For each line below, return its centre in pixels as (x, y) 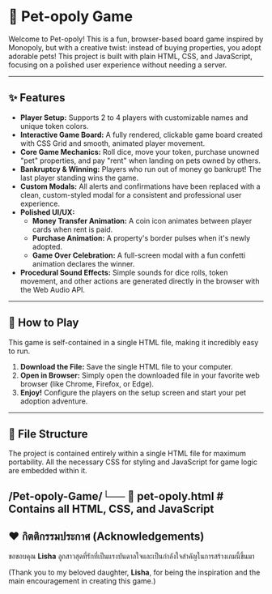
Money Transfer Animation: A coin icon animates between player (142, 220)
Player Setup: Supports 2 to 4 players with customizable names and (134, 118)
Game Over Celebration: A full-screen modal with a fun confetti (138, 255)
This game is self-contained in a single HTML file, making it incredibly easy (134, 342)
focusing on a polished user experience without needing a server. (118, 65)
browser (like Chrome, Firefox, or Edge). (87, 383)
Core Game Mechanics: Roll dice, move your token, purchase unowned (140, 152)
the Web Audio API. (53, 289)
